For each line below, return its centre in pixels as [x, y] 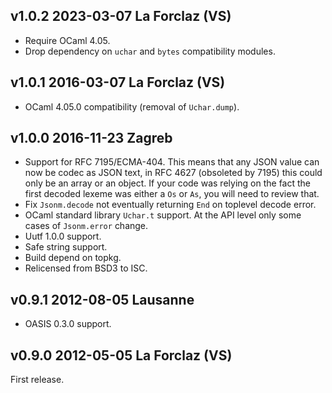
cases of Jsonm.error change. [86, 226]
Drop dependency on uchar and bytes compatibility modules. [150, 51]
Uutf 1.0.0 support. [63, 236]
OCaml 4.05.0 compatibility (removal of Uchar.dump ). [132, 106]
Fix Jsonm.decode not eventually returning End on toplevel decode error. [170, 205]
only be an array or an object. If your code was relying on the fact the [167, 183]
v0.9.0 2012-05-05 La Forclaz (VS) [121, 355]
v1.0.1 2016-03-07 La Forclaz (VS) [118, 82]
